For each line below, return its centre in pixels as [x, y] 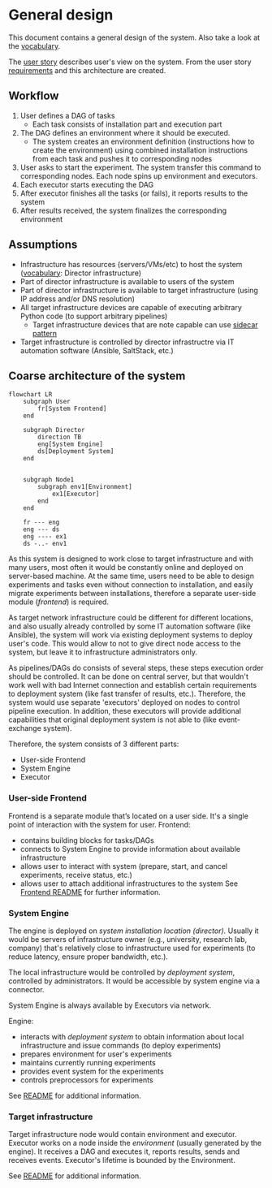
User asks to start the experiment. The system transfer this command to [140, 167]
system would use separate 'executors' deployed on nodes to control [124, 702]
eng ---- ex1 [45, 537]
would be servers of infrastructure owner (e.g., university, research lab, [128, 939]
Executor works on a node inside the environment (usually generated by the [135, 1143]
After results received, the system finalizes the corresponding [123, 210]
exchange [25, 728]
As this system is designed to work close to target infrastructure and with [131, 559]
